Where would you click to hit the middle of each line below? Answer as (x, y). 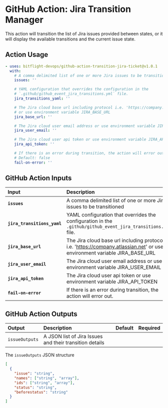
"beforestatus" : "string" (41, 392)
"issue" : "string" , (34, 373)
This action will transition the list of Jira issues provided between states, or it (84, 33)
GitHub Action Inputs (38, 178)
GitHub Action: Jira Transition (68, 9)
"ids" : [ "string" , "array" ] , (44, 383)
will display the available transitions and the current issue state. (70, 39)
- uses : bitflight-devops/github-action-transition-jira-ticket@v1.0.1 (81, 66)
